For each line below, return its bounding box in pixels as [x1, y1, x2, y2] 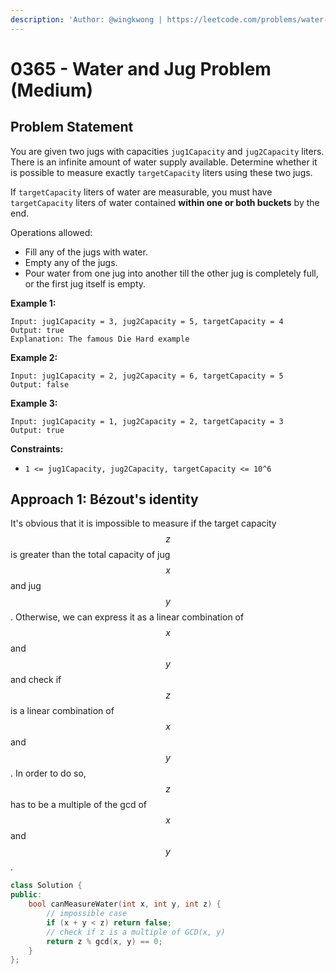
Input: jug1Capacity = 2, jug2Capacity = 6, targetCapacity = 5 [10, 371, 284, 381]
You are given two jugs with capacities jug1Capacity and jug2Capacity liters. [10, 145, 325, 157]
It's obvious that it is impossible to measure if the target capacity [10, 517, 277, 530]
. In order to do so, [10, 767, 87, 780]
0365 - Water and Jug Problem [10, 57, 272, 80]
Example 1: [10, 297, 57, 309]
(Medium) [10, 79, 94, 101]
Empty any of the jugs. [24, 256, 118, 268]
